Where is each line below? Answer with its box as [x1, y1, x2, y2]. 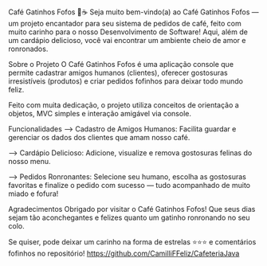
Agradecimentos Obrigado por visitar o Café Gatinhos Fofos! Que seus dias [8, 205, 256, 213]
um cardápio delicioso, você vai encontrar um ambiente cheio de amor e [8, 36, 246, 45]
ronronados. [8, 44, 49, 53]
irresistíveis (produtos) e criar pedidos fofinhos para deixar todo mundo [8, 76, 243, 86]
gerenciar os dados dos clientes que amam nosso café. [8, 133, 190, 142]
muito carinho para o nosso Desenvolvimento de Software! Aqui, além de [8, 27, 249, 37]
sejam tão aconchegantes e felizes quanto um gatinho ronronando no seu [8, 213, 250, 222]
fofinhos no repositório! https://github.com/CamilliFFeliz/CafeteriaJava [8, 248, 240, 258]
